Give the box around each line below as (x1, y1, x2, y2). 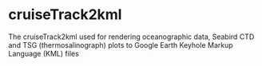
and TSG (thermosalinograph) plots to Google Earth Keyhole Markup (8, 40, 233, 49)
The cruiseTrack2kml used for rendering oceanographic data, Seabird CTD (8, 32, 255, 41)
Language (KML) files (8, 49, 80, 58)
